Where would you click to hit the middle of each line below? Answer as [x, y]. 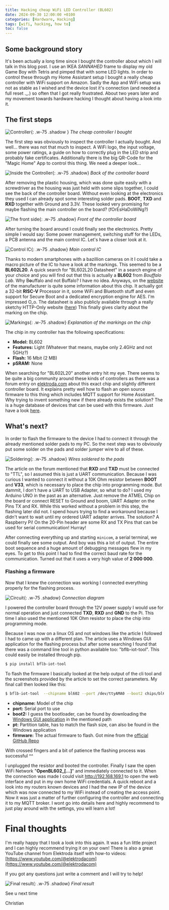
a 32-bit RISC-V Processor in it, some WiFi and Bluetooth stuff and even [80, 291]
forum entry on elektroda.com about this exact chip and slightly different [80, 384]
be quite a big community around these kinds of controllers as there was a [82, 378]
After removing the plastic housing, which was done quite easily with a [78, 182]
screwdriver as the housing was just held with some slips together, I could [82, 188]
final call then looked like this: [36, 684]
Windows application [34, 730]
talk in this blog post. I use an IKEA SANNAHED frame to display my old [79, 66]
